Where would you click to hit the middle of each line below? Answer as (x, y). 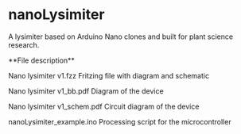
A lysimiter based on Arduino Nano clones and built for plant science (120, 36)
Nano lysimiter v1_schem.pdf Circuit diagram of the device (104, 106)
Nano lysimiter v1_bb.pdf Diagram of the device (86, 91)
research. (24, 44)
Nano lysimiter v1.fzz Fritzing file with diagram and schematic (109, 75)
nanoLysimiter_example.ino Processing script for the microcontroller (120, 121)
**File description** (42, 60)
